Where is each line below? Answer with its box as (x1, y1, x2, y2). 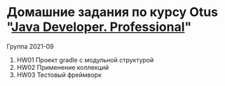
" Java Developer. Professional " (6, 19, 192, 35)
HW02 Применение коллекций (16, 63, 109, 71)
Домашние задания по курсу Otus (6, 4, 219, 20)
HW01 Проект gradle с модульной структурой (16, 55, 154, 64)
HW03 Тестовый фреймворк (16, 71, 102, 79)
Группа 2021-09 (6, 42, 54, 50)
